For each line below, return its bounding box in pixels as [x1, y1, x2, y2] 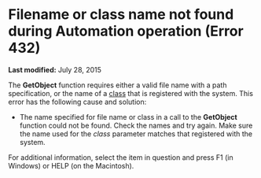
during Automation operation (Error [8, 22, 244, 40]
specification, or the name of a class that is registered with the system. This [8, 88, 254, 98]
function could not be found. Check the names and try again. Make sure [19, 121, 253, 130]
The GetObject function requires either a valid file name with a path [8, 80, 227, 90]
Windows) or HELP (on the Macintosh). [8, 161, 134, 170]
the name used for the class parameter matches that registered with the [19, 128, 253, 139]
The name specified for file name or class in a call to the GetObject [19, 112, 237, 121]
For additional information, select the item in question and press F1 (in [8, 152, 233, 162]
